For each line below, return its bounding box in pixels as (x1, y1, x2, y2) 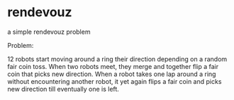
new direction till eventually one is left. (7, 85, 119, 93)
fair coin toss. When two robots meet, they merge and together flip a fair (7, 62, 218, 70)
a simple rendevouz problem (7, 27, 91, 36)
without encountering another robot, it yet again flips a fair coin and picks (7, 77, 222, 85)
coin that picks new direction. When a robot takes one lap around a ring (7, 70, 216, 78)
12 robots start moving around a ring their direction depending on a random (7, 54, 228, 63)
